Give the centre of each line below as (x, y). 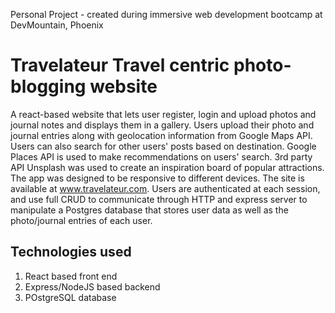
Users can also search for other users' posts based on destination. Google (163, 146)
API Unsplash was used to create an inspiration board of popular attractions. (167, 167)
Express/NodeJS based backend (92, 286)
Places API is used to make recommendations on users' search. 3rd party (161, 156)
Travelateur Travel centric (120, 65)
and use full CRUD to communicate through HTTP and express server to (159, 199)
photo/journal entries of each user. (81, 220)
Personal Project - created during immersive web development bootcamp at (166, 14)
